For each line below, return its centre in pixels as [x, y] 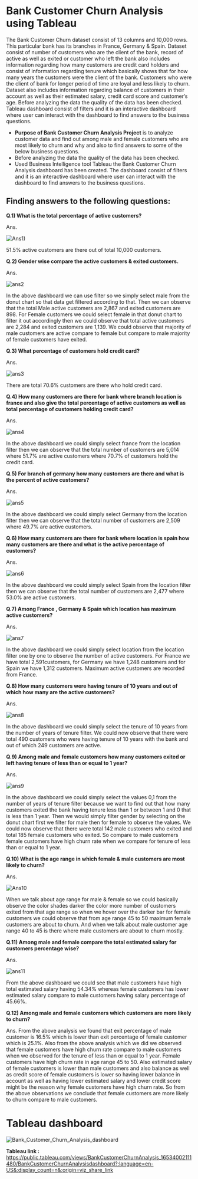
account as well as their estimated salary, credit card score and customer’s [97, 96]
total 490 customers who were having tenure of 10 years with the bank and [97, 739]
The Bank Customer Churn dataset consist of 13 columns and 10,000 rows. [97, 40]
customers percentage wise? [43, 948]
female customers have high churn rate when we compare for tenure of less [98, 841]
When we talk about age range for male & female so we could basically [92, 899]
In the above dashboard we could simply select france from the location [93, 443]
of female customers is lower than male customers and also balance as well [98, 1068]
